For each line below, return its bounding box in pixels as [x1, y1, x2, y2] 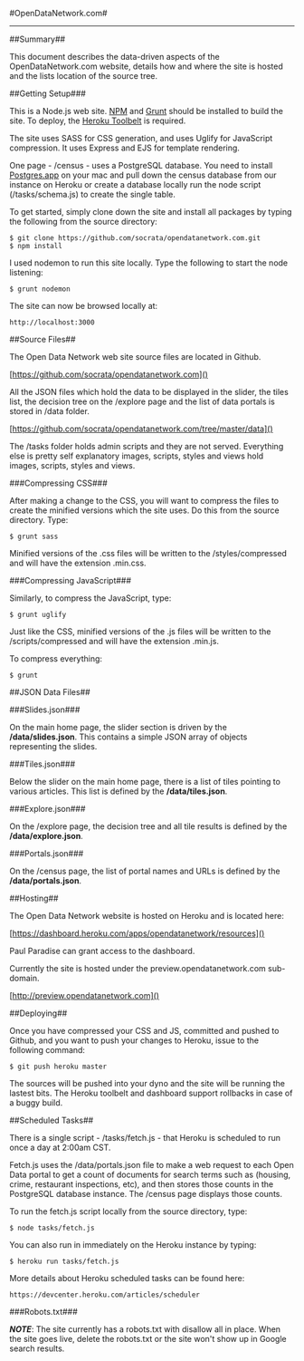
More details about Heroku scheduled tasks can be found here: [9, 1273, 245, 1283]
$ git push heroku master [9, 1062, 107, 1071]
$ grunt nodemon [9, 285, 71, 294]
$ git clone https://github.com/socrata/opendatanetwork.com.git [9, 234, 261, 243]
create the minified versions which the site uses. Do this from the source [9, 505, 280, 516]
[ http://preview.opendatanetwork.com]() [9, 990, 160, 1000]
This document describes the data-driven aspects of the [9, 52, 220, 62]
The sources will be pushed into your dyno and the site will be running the [9, 1078, 285, 1088]
